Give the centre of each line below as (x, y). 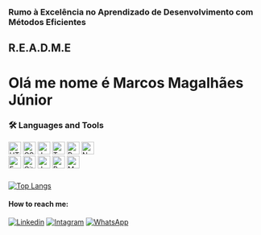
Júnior (31, 100)
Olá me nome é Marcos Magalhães (126, 82)
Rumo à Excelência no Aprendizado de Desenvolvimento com (131, 12)
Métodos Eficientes (47, 22)
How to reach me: (38, 204)
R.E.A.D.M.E (39, 48)
